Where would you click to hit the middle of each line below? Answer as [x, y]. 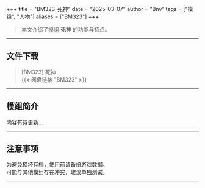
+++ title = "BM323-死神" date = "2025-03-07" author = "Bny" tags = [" [97, 9]
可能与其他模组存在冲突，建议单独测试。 [57, 172]
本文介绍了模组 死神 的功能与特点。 [66, 30]
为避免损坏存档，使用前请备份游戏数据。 [57, 165]
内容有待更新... [25, 122]
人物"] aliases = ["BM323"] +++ [59, 16]
